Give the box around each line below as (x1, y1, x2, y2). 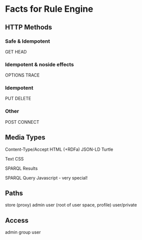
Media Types (5, 133, 46, 142)
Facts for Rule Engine (5, 3, 94, 15)
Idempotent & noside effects (5, 61, 74, 68)
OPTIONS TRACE (5, 72, 40, 78)
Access (5, 216, 28, 224)
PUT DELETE (5, 96, 31, 102)
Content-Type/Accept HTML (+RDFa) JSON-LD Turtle (5, 146, 114, 152)
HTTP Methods (5, 23, 52, 31)
